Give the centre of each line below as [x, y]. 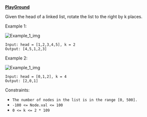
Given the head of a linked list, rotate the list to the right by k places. [74, 16]
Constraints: [17, 90]
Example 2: [16, 58]
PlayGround [17, 7]
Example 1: [16, 26]
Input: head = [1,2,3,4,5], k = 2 [40, 45]
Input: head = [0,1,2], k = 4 [36, 77]
